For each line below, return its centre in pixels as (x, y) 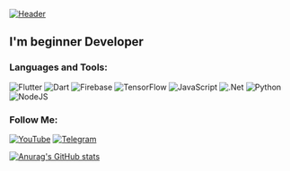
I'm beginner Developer (76, 42)
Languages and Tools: (58, 67)
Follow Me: (34, 119)
